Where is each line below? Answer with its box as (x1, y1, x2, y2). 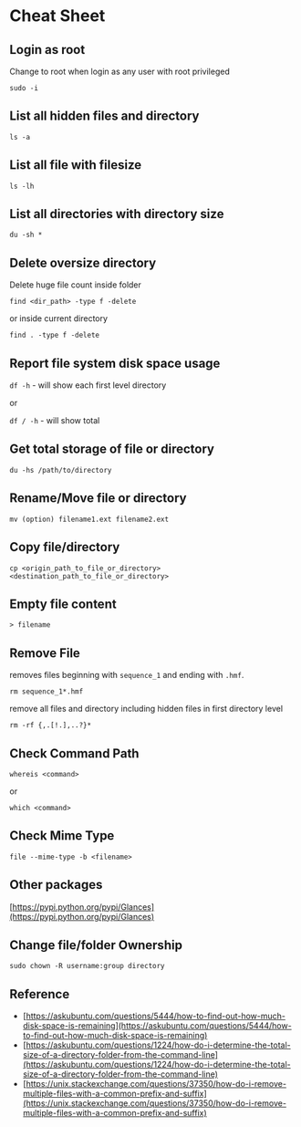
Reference (9, 986, 70, 1002)
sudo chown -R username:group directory (9, 962, 166, 971)
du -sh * (9, 230, 43, 240)
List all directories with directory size (9, 206, 224, 222)
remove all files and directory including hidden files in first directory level (9, 704, 284, 715)
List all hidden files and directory (9, 109, 200, 124)
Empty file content (9, 596, 117, 611)
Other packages (9, 877, 103, 892)
